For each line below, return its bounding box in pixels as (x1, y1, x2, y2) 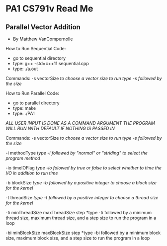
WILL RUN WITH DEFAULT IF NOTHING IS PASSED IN (5, 125, 115, 131)
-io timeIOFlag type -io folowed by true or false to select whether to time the (5, 165, 162, 170)
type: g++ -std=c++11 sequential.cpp (12, 61, 89, 66)
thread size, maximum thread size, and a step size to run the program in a (5, 215, 157, 221)
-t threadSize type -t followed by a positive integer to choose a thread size (5, 195, 159, 200)
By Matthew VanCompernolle (12, 36, 73, 42)
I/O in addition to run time (5, 170, 58, 176)
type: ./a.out (12, 66, 38, 72)
